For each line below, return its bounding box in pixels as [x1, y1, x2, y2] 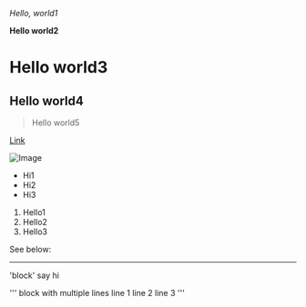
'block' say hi [9, 270, 59, 281]
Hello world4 [9, 93, 84, 108]
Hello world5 [31, 117, 80, 128]
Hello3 [22, 226, 48, 237]
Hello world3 [9, 57, 108, 78]
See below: [9, 244, 52, 254]
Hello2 [22, 217, 48, 227]
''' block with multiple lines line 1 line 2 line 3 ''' [9, 288, 185, 298]
